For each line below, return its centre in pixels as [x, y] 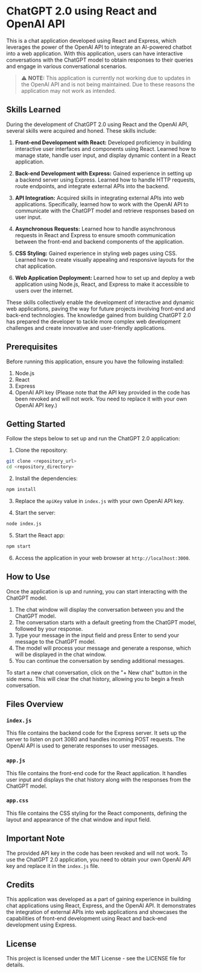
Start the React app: [40, 535]
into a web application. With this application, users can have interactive [94, 53]
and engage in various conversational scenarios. [67, 66]
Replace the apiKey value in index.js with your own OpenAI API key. [99, 501]
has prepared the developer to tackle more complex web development [93, 322]
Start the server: [35, 513]
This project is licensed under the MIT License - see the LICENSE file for [96, 959]
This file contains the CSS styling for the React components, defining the [96, 813]
